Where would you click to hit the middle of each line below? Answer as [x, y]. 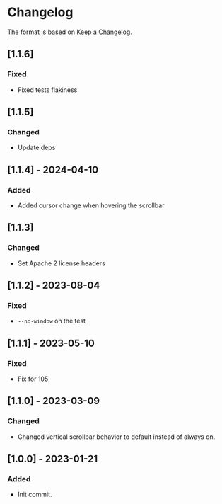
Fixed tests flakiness [47, 90]
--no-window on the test [52, 321]
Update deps [36, 148]
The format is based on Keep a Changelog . [70, 32]
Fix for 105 [33, 379]
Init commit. [35, 494]
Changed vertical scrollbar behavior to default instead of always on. [116, 437]
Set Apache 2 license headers [62, 263]
